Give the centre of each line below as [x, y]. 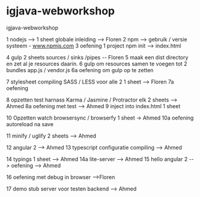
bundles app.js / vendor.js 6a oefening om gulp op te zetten [80, 70]
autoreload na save [30, 124]
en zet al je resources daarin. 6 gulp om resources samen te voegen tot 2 [97, 64]
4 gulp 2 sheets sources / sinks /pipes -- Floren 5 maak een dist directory [97, 57]
